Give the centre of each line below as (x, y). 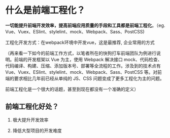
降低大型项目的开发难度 (37, 130)
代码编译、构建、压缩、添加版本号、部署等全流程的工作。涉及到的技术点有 (83, 66)
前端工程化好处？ (32, 107)
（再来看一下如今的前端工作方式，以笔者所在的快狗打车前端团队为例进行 (81, 53)
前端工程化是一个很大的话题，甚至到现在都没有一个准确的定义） (72, 89)
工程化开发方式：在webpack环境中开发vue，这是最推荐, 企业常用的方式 (80, 42)
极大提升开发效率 (30, 120)
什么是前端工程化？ (45, 10)
